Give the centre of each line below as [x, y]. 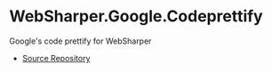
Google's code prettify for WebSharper [80, 41]
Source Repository [56, 58]
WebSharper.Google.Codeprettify [136, 16]
